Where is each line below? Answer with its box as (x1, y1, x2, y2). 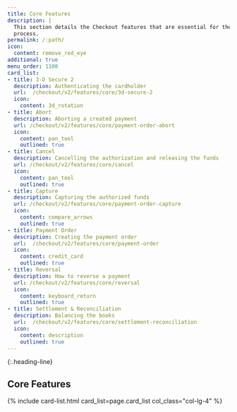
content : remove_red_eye (13, 50, 87, 57)
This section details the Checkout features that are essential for (13, 23, 219, 30)
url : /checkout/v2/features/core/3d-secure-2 (13, 89, 153, 96)
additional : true (7, 56, 59, 63)
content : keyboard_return (20, 292, 97, 300)
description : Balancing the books (13, 312, 115, 320)
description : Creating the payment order (13, 234, 138, 241)
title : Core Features (7, 10, 71, 18)
